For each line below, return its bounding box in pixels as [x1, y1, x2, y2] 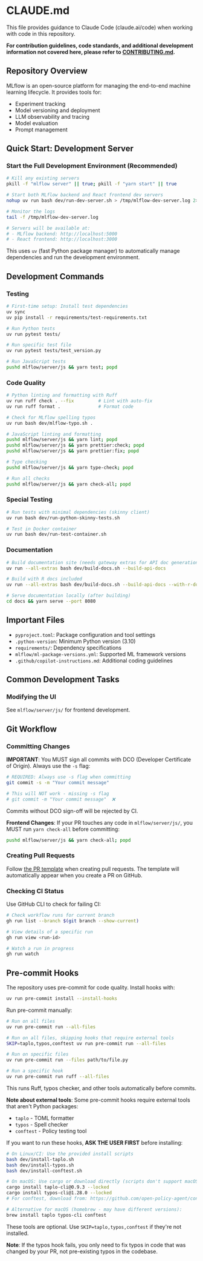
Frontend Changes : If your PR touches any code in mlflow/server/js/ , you [6, 819, 193, 826]
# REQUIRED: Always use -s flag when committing [6, 774, 131, 780]
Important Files [6, 615, 65, 625]
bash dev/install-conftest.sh [6, 1168, 83, 1174]
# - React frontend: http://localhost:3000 [6, 236, 118, 242]
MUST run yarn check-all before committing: [6, 825, 120, 833]
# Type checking [6, 459, 47, 465]
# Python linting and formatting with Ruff [6, 392, 118, 399]
